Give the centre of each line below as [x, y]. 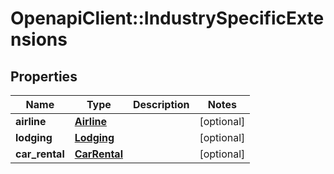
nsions [39, 39]
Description [161, 104]
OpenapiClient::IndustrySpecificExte [167, 18]
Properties [44, 76]
